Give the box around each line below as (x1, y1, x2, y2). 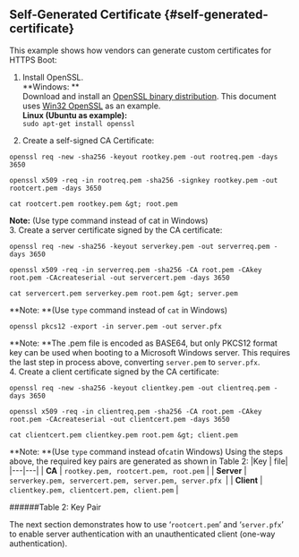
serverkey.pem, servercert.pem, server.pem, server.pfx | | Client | (9, 475, 263, 485)
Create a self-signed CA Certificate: (21, 134, 155, 146)
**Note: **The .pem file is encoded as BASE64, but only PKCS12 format (9, 338, 278, 348)
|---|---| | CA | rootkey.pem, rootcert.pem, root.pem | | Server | (9, 465, 247, 476)
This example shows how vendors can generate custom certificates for (9, 45, 272, 56)
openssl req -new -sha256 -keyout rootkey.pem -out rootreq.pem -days (9, 152, 278, 161)
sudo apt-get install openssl (21, 119, 136, 128)
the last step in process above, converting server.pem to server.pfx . (9, 356, 261, 367)
